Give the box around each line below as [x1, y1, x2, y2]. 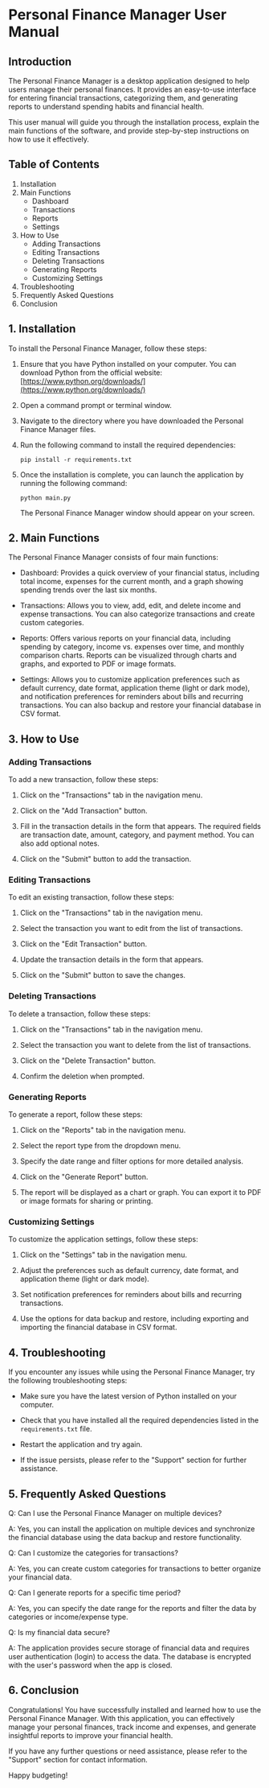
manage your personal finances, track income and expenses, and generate [8, 1722, 257, 1732]
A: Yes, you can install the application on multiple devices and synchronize [8, 1523, 255, 1534]
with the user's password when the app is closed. [8, 1660, 173, 1670]
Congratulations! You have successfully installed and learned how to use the [8, 1704, 262, 1715]
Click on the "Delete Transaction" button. [19, 1056, 157, 1065]
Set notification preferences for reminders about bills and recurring [19, 1290, 243, 1300]
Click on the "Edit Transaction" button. [19, 939, 147, 949]
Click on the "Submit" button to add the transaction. [19, 855, 192, 864]
